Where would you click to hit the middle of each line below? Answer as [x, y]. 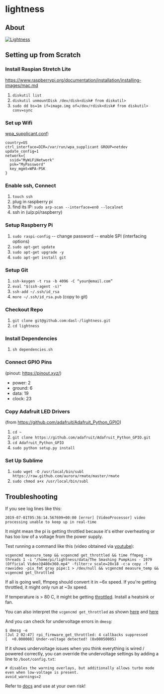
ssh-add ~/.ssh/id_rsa [36, 292]
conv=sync [23, 110]
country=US [16, 143]
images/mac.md [22, 85]
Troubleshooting [32, 496]
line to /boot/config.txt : [31, 659]
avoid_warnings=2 [23, 677]
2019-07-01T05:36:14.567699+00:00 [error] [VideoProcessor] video [75, 518]
